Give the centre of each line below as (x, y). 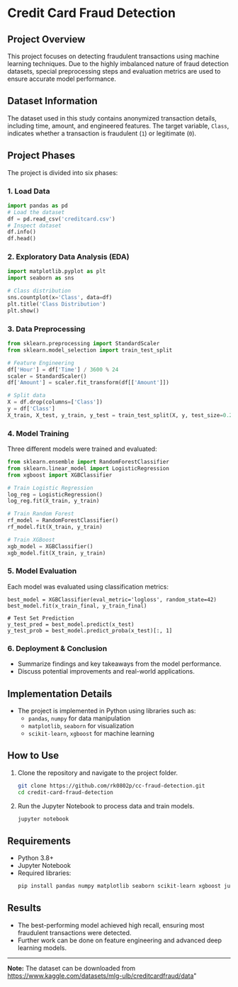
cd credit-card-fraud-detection (65, 792)
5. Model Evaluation (42, 571)
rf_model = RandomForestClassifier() (63, 520)
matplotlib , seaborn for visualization (81, 725)
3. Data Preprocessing (46, 329)
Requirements (39, 841)
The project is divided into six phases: (63, 172)
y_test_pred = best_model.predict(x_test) (71, 624)
